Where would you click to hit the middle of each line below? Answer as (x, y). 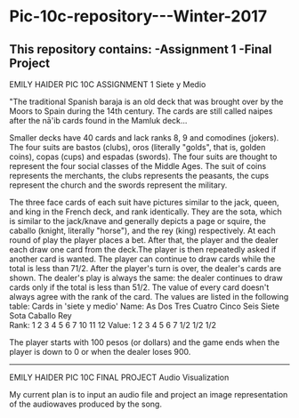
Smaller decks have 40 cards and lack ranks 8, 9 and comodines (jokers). (144, 138)
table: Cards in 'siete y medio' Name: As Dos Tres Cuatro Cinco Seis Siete (145, 306)
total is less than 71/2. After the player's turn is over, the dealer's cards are (145, 268)
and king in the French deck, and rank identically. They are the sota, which (145, 212)
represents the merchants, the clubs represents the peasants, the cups (139, 176)
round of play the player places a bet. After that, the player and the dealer (144, 240)
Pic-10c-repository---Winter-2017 (138, 16)
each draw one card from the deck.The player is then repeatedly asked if (143, 249)
